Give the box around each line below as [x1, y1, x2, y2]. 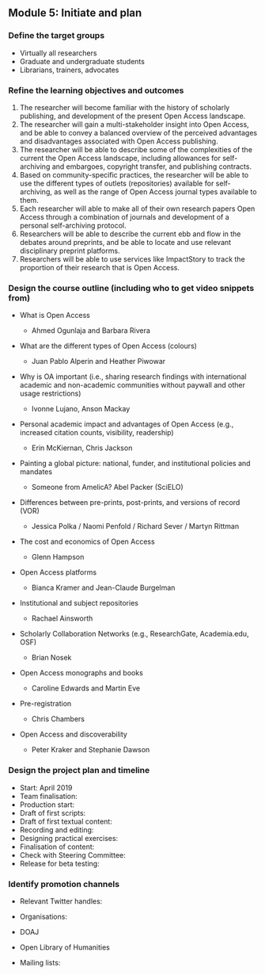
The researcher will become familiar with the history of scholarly [19, 102, 230, 112]
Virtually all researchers [19, 48, 97, 58]
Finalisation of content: [19, 842, 95, 851]
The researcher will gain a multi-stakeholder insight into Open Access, [19, 119, 249, 129]
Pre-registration [19, 699, 72, 709]
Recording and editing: [19, 824, 94, 835]
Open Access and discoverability [19, 729, 128, 740]
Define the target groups [8, 30, 105, 41]
